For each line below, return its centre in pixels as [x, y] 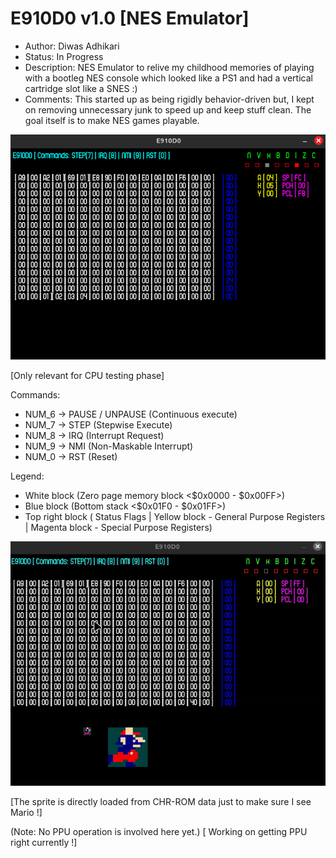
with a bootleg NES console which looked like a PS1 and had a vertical [168, 78]
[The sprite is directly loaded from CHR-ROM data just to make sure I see [161, 802]
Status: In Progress [64, 56]
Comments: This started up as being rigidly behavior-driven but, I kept [169, 99]
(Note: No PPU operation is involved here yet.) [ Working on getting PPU [159, 832]
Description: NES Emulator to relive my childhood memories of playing [169, 67]
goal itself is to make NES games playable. [112, 120]
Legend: [27, 476]
